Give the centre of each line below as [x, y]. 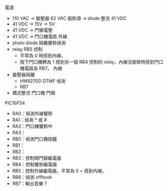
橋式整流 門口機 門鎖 [34, 93]
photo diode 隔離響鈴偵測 [39, 43]
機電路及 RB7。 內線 [41, 68]
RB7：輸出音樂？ [30, 183]
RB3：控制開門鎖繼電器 [37, 158]
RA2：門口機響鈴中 [32, 126]
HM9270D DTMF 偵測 [43, 81]
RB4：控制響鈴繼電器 [34, 164]
